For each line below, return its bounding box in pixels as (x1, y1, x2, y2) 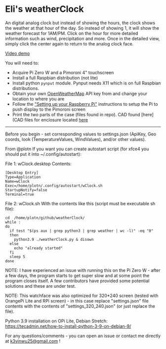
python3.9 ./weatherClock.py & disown (14, 237, 94, 242)
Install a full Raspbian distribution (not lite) (12, 75, 98, 81)
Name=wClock (5, 179, 30, 184)
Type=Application (5, 174, 41, 179)
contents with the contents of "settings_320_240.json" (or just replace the (5, 303, 156, 309)
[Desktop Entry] (5, 170, 39, 175)
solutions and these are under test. (5, 283, 76, 289)
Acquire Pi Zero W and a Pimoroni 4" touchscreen (12, 69, 114, 75)
